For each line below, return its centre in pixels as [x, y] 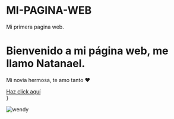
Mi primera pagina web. [35, 27]
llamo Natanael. [46, 64]
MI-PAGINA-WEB [49, 10]
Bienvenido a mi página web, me [87, 51]
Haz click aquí [23, 91]
